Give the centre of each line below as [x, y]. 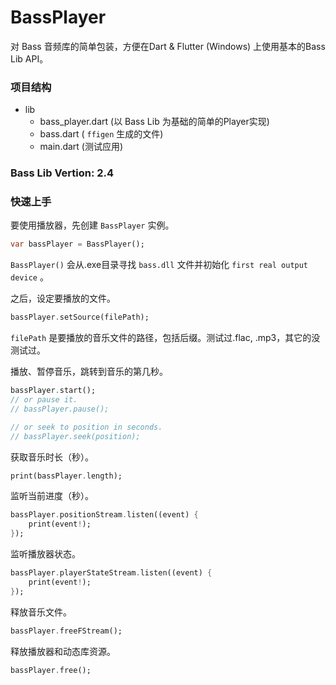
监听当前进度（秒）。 [52, 496]
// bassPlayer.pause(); [60, 409]
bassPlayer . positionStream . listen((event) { [104, 515]
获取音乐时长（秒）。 [52, 457]
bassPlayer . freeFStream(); [66, 631]
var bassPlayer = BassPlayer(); [77, 244]
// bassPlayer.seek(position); [75, 436]
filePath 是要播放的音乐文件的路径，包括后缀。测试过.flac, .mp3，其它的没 [165, 338]
